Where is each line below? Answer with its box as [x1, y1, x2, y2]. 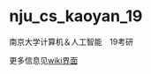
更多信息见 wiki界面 [9, 55, 78, 65]
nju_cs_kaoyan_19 [9, 6, 143, 26]
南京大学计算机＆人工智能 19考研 [9, 36, 134, 47]
